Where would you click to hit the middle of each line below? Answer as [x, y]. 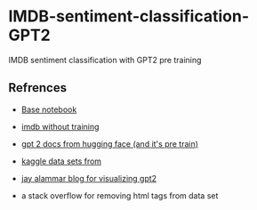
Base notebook [49, 109]
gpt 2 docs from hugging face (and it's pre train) [110, 143]
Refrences [38, 88]
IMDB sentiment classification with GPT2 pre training [105, 60]
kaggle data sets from [61, 161]
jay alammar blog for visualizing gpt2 [89, 178]
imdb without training [60, 126]
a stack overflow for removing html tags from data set [120, 195]
